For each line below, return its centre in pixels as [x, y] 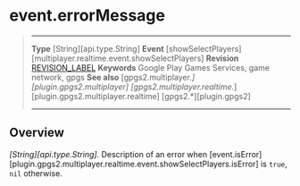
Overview [37, 133]
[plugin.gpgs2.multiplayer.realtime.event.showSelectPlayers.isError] [134, 164]
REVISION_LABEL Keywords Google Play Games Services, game [150, 67]
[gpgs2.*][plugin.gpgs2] [207, 96]
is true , [274, 164]
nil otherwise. [36, 173]
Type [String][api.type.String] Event [97, 48]
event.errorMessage [87, 16]
